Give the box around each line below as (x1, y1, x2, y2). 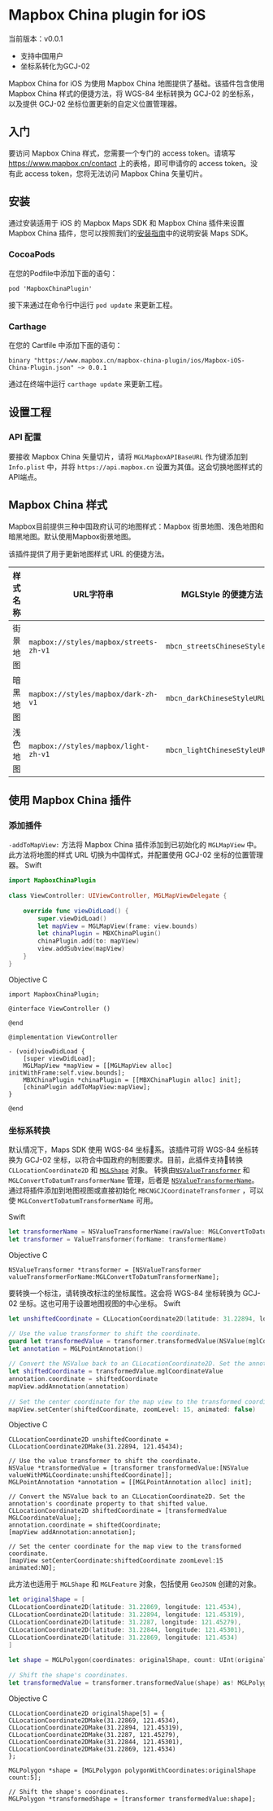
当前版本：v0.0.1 (8, 33, 63, 43)
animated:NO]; (8, 1564, 57, 1572)
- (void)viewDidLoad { (8, 1047, 85, 1056)
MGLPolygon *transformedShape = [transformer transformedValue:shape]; (8, 1795, 256, 1803)
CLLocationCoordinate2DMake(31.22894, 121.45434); (8, 1443, 184, 1451)
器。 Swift (8, 860, 42, 870)
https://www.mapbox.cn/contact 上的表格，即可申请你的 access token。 (8, 158, 251, 168)
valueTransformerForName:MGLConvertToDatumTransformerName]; (8, 1273, 220, 1281)
